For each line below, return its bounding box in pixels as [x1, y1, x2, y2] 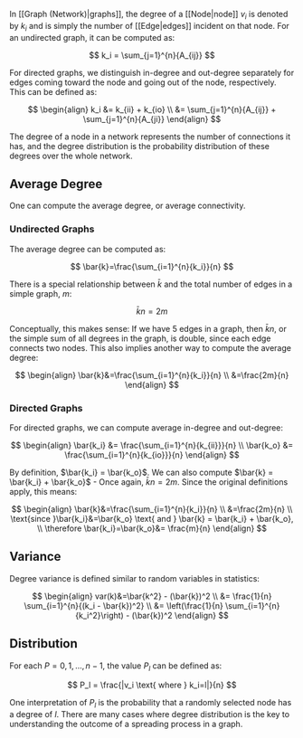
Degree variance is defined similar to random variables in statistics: [9, 572, 260, 583]
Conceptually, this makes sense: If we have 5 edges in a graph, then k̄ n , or [9, 323, 287, 334]
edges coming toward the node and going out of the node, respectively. [9, 77, 278, 88]
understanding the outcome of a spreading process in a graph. [9, 719, 243, 730]
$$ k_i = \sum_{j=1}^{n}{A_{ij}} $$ [89, 50, 215, 61]
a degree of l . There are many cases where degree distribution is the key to [9, 709, 290, 720]
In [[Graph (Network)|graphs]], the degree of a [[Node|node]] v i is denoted [9, 9, 289, 22]
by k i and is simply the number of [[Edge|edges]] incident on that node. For [9, 20, 289, 33]
